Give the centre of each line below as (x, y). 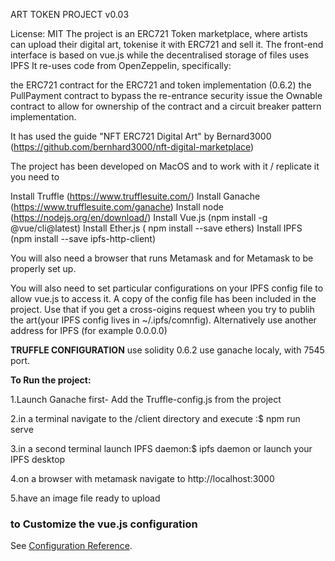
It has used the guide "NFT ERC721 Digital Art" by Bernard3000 (141, 136)
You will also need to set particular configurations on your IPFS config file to (167, 288)
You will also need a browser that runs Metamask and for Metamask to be (162, 258)
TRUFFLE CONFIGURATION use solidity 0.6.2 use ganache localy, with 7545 (167, 350)
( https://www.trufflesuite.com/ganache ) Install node (117, 207)
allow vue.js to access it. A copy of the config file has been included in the (163, 298)
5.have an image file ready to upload (85, 498)
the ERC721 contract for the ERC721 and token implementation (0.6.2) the (161, 85)
